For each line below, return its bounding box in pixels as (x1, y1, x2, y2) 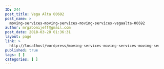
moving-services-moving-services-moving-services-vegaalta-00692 (9, 20, 145, 26)
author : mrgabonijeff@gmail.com (5, 25, 71, 30)
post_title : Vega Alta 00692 (5, 12, 64, 17)
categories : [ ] (5, 57, 38, 62)
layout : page (5, 34, 32, 39)
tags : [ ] (5, 52, 25, 57)
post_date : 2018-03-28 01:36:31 (5, 30, 71, 34)
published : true (5, 48, 38, 52)
